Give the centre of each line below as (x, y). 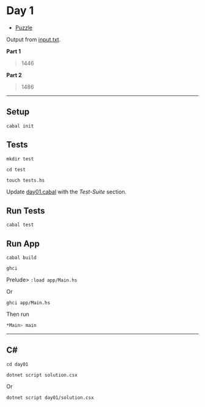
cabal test (20, 225)
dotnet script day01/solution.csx (50, 398)
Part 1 (14, 51)
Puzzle (24, 28)
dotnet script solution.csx (42, 375)
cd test (16, 170)
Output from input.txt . (34, 39)
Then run (18, 314)
